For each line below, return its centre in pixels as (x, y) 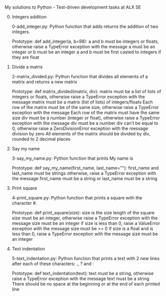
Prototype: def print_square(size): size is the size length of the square (83, 213)
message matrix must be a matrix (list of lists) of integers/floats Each (82, 102)
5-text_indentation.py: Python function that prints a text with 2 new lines (86, 258)
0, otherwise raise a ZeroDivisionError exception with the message (80, 128)
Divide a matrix (27, 67)
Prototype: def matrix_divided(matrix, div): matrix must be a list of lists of (86, 91)
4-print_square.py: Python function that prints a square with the (77, 198)
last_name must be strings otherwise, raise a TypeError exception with (84, 173)
